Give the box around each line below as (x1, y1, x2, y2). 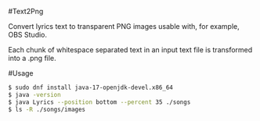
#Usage (8, 69, 34, 77)
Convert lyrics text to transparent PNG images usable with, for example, (8, 22, 240, 30)
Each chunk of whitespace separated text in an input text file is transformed (8, 45, 253, 54)
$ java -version (8, 91, 61, 98)
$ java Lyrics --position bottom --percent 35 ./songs (8, 98, 191, 106)
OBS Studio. (8, 30, 48, 39)
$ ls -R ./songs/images (8, 105, 86, 113)
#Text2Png (8, 7, 44, 16)
